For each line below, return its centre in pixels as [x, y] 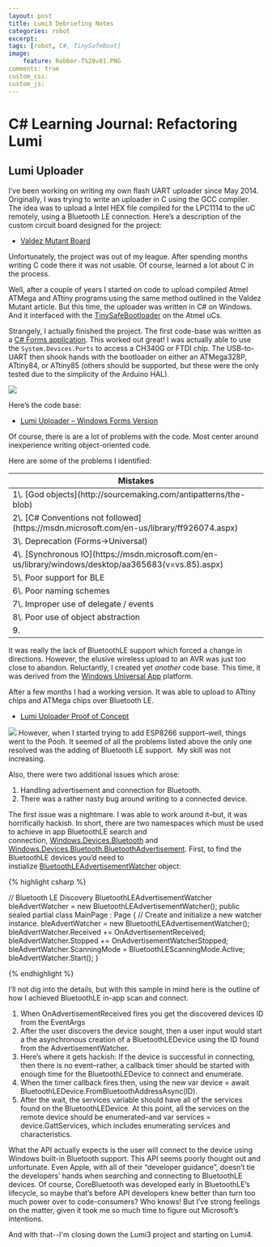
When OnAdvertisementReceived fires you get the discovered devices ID [142, 1013]
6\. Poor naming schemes [62, 590]
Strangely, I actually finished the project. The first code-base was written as [135, 331]
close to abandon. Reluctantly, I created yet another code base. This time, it [134, 667]
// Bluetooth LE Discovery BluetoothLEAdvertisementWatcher [110, 898]
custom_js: [27, 84]
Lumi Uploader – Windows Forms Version [89, 420]
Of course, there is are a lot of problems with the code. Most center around [134, 436]
